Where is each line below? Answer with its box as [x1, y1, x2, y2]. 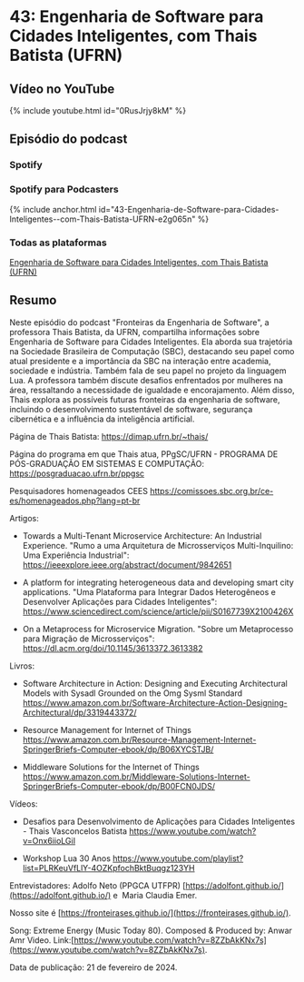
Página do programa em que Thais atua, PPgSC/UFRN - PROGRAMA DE [9, 448, 279, 460]
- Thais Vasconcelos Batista [22, 825, 128, 837]
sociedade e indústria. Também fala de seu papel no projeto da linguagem [9, 365, 287, 376]
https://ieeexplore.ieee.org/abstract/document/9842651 [22, 559, 232, 570]
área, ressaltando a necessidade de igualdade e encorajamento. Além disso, [9, 384, 295, 395]
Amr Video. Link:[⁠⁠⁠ [9, 934, 74, 946]
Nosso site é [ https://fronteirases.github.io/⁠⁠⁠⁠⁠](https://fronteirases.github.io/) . [9, 907, 292, 918]
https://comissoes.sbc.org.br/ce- [149, 485, 274, 496]
